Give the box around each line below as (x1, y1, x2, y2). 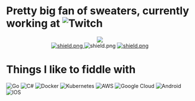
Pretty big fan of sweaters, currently (6, 4, 189, 18)
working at (6, 17, 61, 30)
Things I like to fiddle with (6, 63, 136, 76)
